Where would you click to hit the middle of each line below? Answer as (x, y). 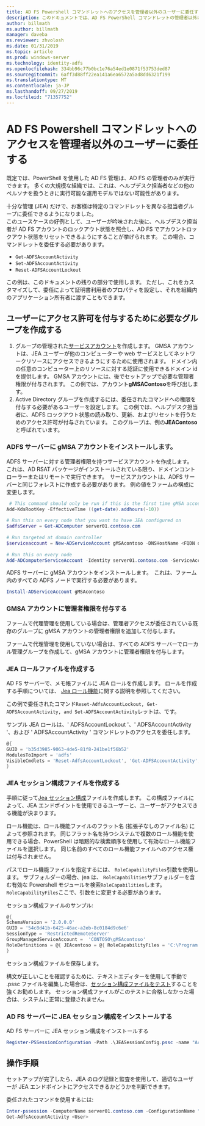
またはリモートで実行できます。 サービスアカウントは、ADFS (105, 476)
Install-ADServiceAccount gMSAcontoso (56, 592)
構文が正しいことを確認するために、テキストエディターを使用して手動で (97, 976)
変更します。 (22, 492)
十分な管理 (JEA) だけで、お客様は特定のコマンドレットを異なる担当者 (95, 206)
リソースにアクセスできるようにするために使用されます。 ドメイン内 (112, 361)
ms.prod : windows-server (38, 57)
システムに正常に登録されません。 (65, 999)
